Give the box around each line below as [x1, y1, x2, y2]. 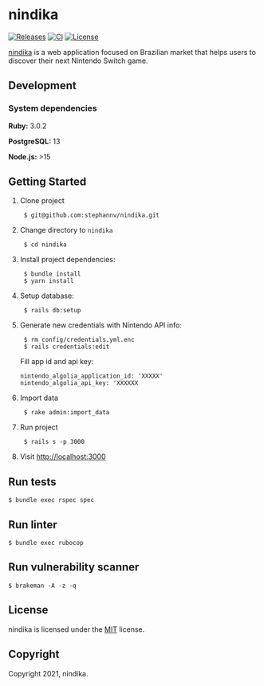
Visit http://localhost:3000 [19, 452, 106, 461]
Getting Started [8, 175, 87, 189]
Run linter [8, 518, 57, 531]
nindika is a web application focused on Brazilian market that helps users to [8, 47, 257, 57]
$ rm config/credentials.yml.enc [23, 336, 135, 344]
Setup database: [19, 291, 74, 300]
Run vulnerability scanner [8, 560, 140, 574]
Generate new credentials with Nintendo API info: [19, 320, 182, 330]
